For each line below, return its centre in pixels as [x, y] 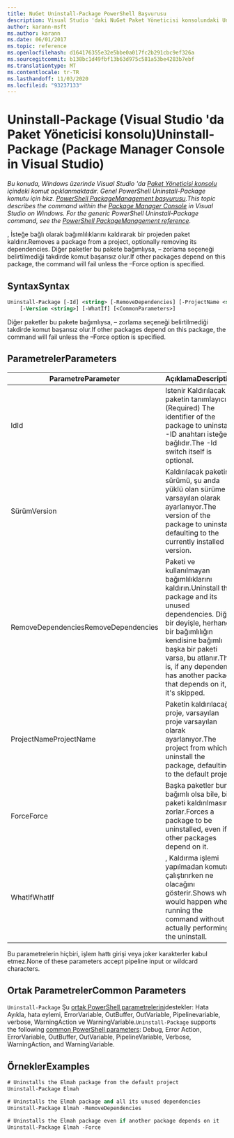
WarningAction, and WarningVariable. [61, 1044]
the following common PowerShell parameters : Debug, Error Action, [104, 1030]
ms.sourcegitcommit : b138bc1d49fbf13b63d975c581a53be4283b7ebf [101, 59]
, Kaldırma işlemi [192, 858]
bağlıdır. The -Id [191, 442]
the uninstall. [186, 936]
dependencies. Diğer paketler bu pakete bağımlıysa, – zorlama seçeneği [111, 250]
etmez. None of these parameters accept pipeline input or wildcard [103, 961]
